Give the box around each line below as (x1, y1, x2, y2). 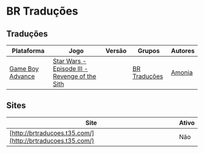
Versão (105, 47, 127, 55)
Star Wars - (52, 57, 87, 65)
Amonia (171, 68, 193, 77)
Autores (171, 47, 195, 55)
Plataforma (12, 47, 45, 55)
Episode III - (52, 65, 89, 73)
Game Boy (9, 65, 39, 73)
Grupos (137, 47, 160, 55)
